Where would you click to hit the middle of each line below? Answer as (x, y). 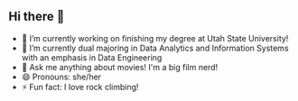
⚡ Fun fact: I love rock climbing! (80, 87)
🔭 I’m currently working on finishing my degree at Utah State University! (155, 38)
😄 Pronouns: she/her (61, 77)
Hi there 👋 (37, 17)
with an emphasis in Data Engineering (92, 57)
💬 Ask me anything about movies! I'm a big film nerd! (120, 67)
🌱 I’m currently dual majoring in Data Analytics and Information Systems (155, 48)
